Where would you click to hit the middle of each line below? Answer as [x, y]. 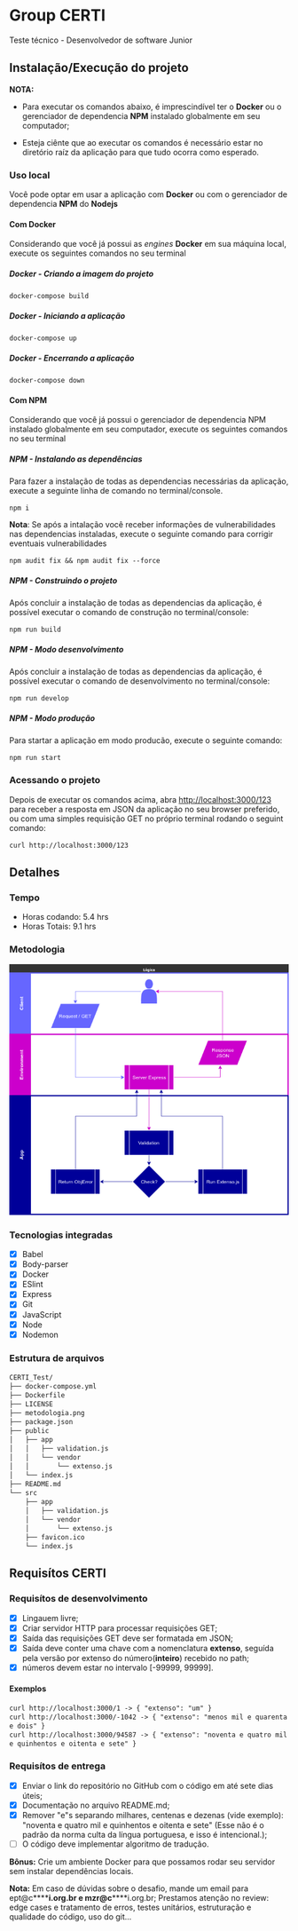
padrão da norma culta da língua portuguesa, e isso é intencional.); [145, 1834]
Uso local [30, 175]
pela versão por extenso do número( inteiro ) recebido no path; [136, 1658]
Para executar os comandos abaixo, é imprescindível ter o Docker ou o [152, 107]
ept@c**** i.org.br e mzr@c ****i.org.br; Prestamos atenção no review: [139, 1897]
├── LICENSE [31, 1405]
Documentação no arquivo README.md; [96, 1805]
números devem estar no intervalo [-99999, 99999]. [118, 1667]
